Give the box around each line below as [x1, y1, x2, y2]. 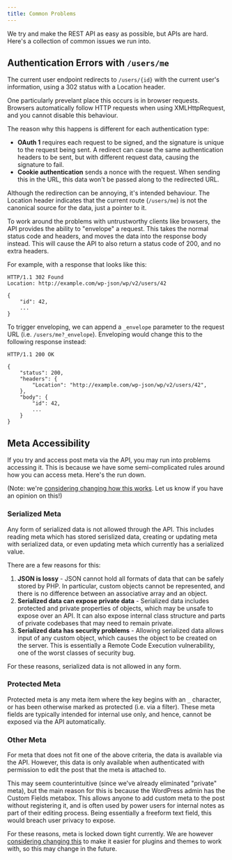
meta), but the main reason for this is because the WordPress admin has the [7, 787, 226, 795]
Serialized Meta [7, 509, 61, 519]
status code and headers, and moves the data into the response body [7, 232, 207, 241]
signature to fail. [17, 161, 64, 169]
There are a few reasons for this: [7, 561, 101, 569]
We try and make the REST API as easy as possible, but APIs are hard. [7, 29, 208, 38]
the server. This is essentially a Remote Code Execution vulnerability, [17, 641, 215, 649]
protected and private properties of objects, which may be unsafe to [17, 604, 214, 612]
